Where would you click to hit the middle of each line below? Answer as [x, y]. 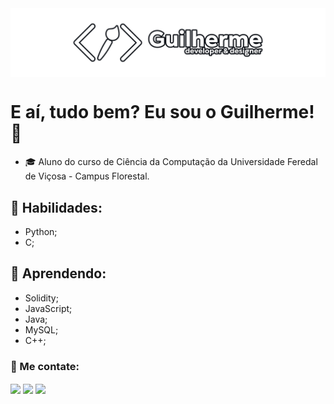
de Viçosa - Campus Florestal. [87, 176]
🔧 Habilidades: [56, 207]
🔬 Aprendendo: [58, 273]
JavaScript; [48, 308]
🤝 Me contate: [45, 366]
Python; [41, 231]
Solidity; [41, 298]
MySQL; [41, 329]
